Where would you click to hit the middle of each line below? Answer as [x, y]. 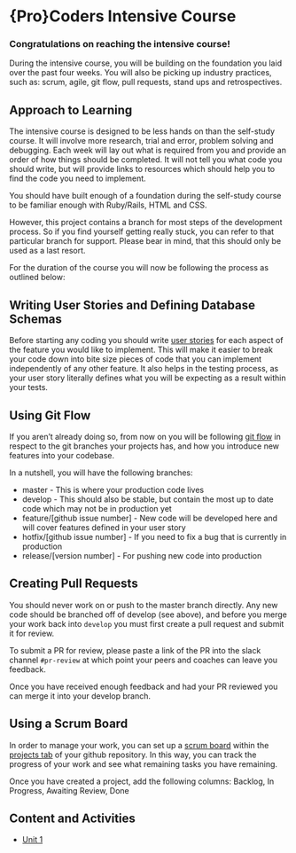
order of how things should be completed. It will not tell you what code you [146, 160]
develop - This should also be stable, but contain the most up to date [148, 499]
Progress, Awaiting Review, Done [70, 790]
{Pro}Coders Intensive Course [123, 16]
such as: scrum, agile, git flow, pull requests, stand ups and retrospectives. [146, 82]
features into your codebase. [62, 455]
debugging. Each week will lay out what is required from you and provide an [148, 150]
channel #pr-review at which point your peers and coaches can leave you [143, 660]
